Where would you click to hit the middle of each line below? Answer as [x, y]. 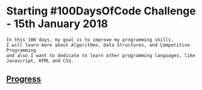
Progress [24, 79]
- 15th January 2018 [57, 24]
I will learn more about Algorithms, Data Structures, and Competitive [98, 45]
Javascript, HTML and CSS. [40, 61]
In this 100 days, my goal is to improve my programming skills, [90, 40]
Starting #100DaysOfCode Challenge [101, 11]
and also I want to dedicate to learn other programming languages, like [101, 55]
